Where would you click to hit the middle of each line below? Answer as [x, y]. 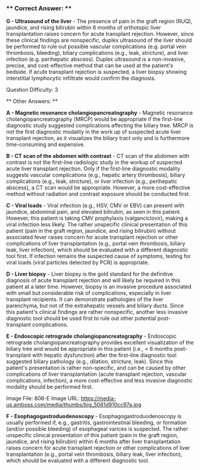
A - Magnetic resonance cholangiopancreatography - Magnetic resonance [100, 113]
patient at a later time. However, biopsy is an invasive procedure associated [99, 287]
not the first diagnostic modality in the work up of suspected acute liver [94, 132]
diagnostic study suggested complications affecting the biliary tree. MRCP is [100, 126]
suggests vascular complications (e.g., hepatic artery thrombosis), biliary [96, 175]
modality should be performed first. [50, 387]
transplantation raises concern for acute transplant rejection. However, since [100, 34]
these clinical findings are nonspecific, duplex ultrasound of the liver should [99, 41]
